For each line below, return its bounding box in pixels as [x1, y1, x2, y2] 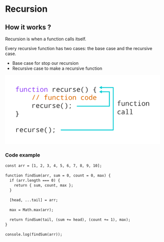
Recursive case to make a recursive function [12, 65, 103, 71]
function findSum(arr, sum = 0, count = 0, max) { [5, 173, 111, 178]
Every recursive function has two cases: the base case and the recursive [5, 46, 153, 51]
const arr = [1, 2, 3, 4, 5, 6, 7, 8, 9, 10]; [5, 163, 102, 168]
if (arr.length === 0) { [9, 178, 60, 183]
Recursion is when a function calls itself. [5, 36, 87, 42]
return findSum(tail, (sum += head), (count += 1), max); [9, 217, 131, 222]
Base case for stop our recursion [12, 60, 79, 66]
